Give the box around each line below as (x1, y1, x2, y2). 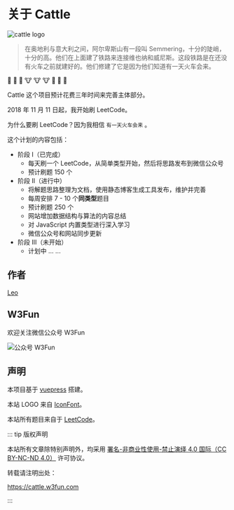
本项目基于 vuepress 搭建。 (7, 385, 87, 394)
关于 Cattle (7, 6, 71, 22)
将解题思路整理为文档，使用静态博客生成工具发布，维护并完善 (27, 185, 207, 194)
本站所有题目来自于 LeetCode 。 (7, 415, 99, 424)
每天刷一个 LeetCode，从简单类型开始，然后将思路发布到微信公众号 (27, 159, 224, 167)
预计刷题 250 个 (27, 203, 74, 211)
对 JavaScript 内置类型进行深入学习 (27, 220, 130, 229)
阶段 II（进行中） (17, 176, 67, 184)
